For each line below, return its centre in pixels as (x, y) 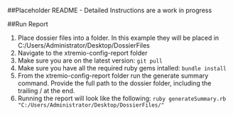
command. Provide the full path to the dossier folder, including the (114, 83)
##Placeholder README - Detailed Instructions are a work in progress (110, 10)
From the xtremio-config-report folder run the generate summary (113, 75)
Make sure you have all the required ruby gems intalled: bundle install (122, 68)
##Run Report (28, 24)
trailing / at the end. (46, 91)
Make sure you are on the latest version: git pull (90, 60)
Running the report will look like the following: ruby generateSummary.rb (121, 98)
